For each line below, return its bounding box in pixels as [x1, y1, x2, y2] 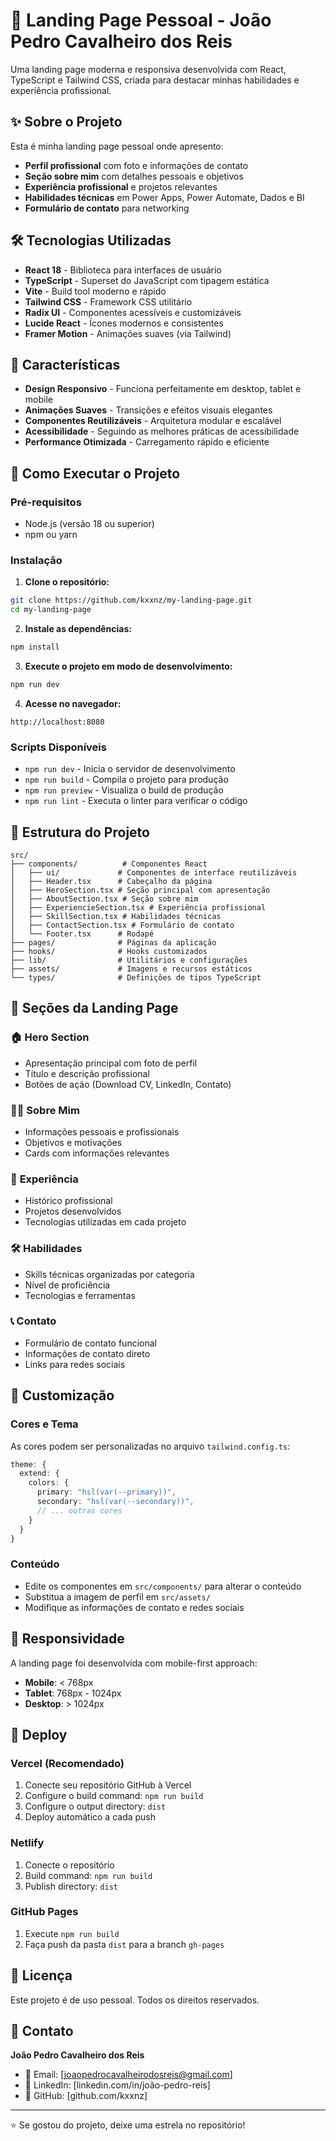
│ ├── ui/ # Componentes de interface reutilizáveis [10, 867, 298, 878]
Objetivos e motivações [24, 1136, 123, 1148]
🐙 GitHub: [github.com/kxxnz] [24, 2090, 148, 2102]
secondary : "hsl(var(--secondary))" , [36, 1497, 195, 1507]
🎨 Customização [10, 1387, 115, 1404]
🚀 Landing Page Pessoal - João [10, 9, 272, 32]
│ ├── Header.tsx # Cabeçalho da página [10, 876, 213, 886]
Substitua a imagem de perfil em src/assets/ [24, 1590, 211, 1603]
